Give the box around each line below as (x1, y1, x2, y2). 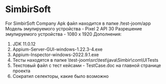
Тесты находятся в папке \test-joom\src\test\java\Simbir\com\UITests (12, 57, 159, 63)
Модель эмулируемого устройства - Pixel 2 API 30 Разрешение (5, 25, 142, 31)
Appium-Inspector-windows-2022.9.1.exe (12, 52, 99, 58)
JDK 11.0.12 (12, 40, 36, 47)
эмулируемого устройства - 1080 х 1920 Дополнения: (5, 31, 122, 37)
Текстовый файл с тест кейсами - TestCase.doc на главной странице (12, 62, 161, 68)
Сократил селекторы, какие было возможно (12, 73, 109, 79)
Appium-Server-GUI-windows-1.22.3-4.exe (12, 46, 103, 52)
